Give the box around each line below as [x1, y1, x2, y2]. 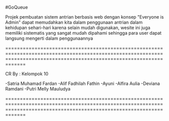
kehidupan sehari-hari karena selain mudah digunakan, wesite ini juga [5, 25, 150, 31]
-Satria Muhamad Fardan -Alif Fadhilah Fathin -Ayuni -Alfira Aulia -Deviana [5, 80, 160, 86]
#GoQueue [5, 5, 28, 10]
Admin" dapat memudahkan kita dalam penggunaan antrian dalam [5, 20, 143, 25]
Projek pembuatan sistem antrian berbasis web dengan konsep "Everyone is [5, 14, 164, 20]
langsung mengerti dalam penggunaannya [5, 35, 93, 41]
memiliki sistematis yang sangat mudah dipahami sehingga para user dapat [5, 30, 162, 36]
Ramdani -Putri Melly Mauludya [5, 86, 71, 92]
